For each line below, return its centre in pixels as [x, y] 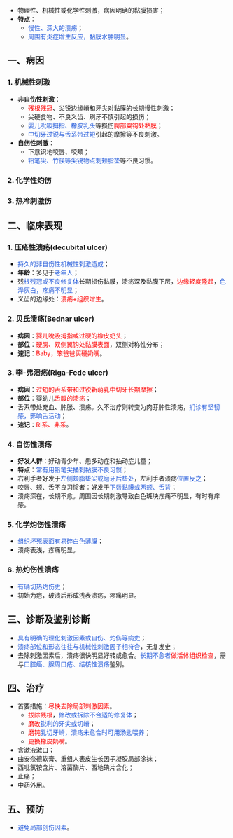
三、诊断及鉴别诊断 [49, 620]
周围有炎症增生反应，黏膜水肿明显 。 [80, 36]
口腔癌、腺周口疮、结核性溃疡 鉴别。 [76, 664]
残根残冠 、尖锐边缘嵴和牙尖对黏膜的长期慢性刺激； [101, 108]
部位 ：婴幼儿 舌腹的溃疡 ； [54, 398]
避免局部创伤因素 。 [45, 827]
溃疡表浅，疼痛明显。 [48, 550]
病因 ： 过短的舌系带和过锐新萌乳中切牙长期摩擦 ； [88, 389]
